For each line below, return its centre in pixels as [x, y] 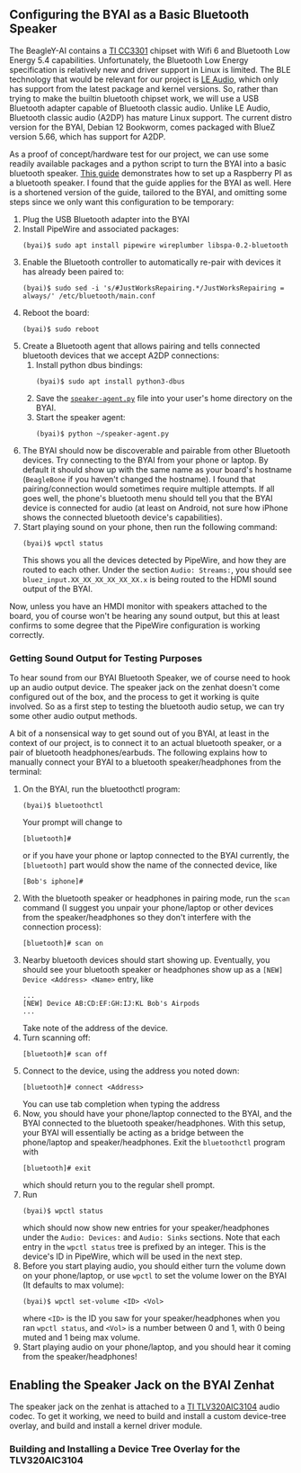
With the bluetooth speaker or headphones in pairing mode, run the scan [156, 898]
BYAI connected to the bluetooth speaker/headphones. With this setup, [154, 1123]
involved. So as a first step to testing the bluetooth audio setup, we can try [147, 706]
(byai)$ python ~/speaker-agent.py [102, 434]
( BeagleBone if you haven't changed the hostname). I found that [139, 479]
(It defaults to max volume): [73, 1285]
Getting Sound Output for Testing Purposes [106, 658]
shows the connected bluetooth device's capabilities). [122, 517]
